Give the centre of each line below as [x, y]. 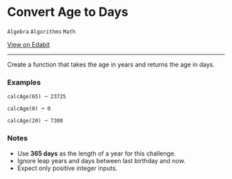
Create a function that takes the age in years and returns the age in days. [111, 64]
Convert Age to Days [68, 12]
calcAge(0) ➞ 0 [29, 109]
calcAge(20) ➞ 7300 [35, 121]
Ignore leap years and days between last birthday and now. [101, 160]
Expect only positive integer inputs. [67, 168]
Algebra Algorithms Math [41, 32]
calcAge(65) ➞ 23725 [37, 97]
